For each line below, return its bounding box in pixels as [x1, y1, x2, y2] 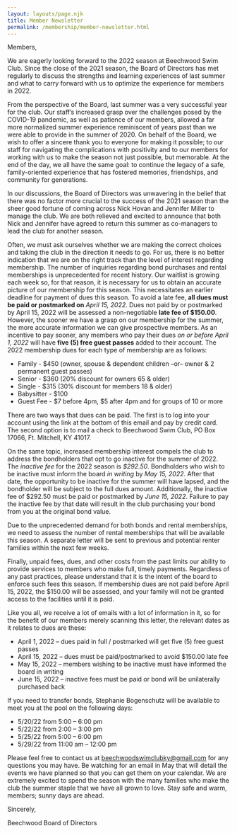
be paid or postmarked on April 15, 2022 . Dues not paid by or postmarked [7, 301, 224, 309]
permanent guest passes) [17, 367, 93, 376]
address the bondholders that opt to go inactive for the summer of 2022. [7, 454, 219, 464]
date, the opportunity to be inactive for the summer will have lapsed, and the [7, 477, 229, 486]
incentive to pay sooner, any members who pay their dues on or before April [7, 331, 229, 340]
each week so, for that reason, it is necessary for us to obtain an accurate [7, 278, 222, 287]
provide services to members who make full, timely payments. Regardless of [7, 565, 230, 573]
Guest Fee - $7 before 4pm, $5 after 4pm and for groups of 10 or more [17, 397, 224, 406]
